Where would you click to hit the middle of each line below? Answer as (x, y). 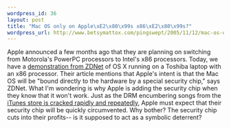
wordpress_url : (29, 33)
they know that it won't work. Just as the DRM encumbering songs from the (114, 96)
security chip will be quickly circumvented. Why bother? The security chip (112, 110)
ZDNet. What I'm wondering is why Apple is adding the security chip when (112, 88)
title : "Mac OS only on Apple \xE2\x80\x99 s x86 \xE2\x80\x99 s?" (100, 26)
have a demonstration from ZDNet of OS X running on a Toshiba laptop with (114, 66)
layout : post (26, 20)
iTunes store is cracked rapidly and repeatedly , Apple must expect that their (114, 103)
